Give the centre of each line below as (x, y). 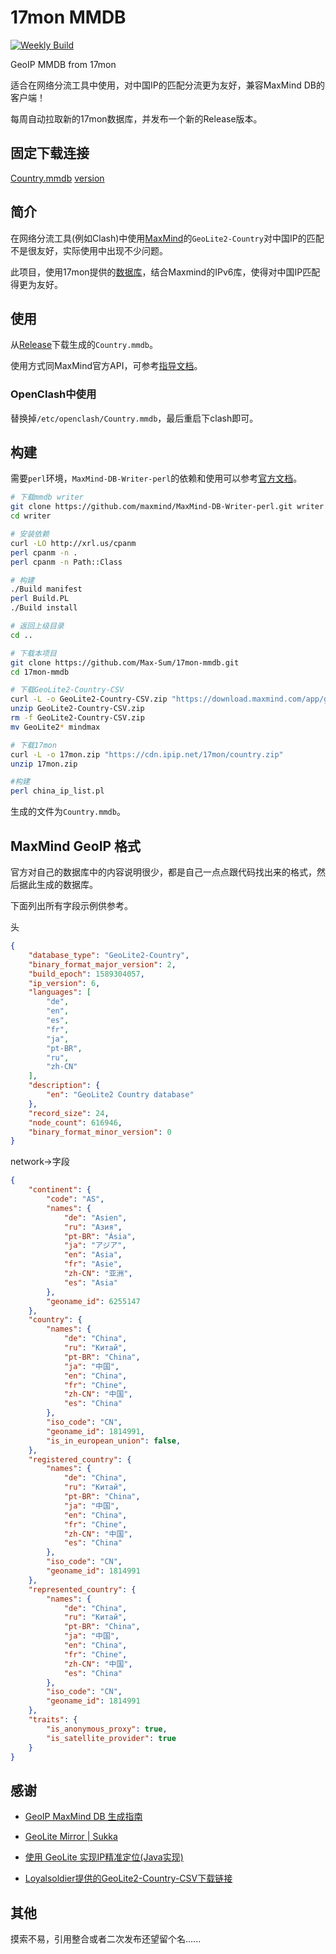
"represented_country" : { (82, 1589)
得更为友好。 (36, 284)
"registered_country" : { (80, 1459)
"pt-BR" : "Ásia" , (100, 1236)
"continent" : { (60, 1190)
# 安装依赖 (30, 534)
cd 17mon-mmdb (40, 672)
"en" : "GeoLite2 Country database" (120, 1095)
